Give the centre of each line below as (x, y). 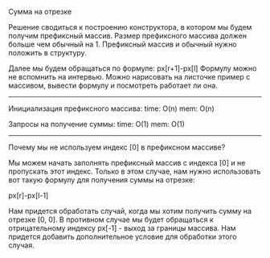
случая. (21, 245)
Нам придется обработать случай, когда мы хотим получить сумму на (130, 211)
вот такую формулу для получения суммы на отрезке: (102, 180)
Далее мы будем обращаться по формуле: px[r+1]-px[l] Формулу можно (133, 68)
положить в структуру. (47, 53)
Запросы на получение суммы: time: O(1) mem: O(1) (96, 124)
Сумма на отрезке (40, 12)
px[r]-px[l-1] (29, 195)
